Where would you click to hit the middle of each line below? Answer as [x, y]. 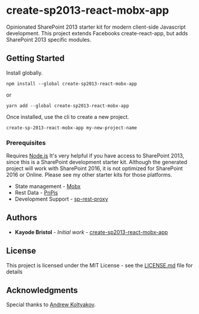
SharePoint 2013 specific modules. [49, 39]
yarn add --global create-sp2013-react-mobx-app [68, 106]
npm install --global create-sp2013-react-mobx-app [71, 84]
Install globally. [24, 73]
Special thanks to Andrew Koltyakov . [51, 304]
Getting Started [35, 58]
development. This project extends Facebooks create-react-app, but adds [97, 33]
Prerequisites [26, 143]
